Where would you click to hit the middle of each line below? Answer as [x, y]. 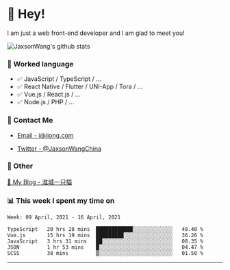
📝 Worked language [40, 64]
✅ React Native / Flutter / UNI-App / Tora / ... [80, 87]
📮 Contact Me [30, 121]
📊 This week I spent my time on [61, 200]
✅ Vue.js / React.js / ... [49, 95]
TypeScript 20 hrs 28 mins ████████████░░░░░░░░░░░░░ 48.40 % [105, 230]
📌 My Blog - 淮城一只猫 [40, 182]
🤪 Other [20, 166]
